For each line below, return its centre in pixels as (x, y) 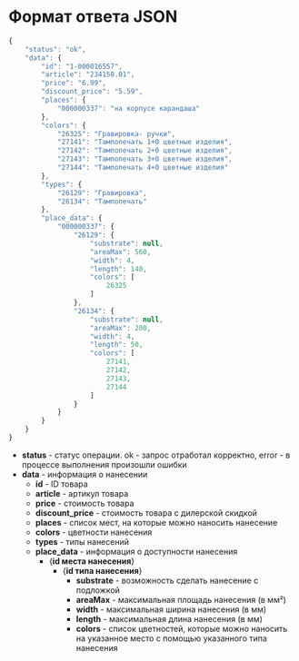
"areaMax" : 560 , (120, 252)
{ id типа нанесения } (102, 570)
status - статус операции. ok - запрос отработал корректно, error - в (156, 455)
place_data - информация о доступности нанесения (136, 551)
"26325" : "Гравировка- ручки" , (116, 133)
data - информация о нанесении (85, 474)
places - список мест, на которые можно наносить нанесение (156, 522)
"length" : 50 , (116, 345)
